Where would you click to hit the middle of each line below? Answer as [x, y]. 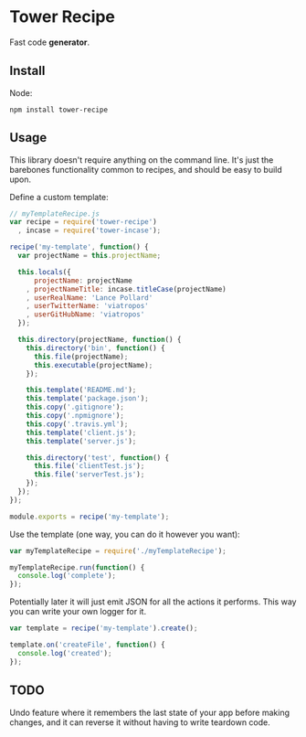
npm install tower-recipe [58, 110]
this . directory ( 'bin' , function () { [96, 348]
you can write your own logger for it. [78, 612]
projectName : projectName [83, 281]
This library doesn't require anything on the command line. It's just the [142, 160]
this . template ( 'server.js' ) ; [81, 441]
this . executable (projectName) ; [93, 365]
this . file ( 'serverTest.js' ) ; [89, 475]
